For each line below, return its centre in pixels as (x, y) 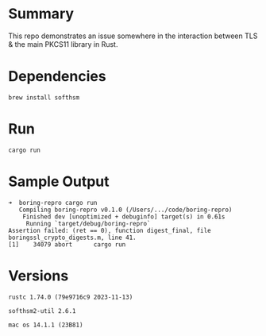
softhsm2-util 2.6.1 (42, 311)
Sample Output (59, 182)
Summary (41, 14)
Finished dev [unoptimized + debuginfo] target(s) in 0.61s (124, 216)
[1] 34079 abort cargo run (67, 244)
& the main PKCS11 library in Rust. (63, 44)
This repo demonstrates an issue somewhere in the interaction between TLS (133, 36)
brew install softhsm (44, 97)
